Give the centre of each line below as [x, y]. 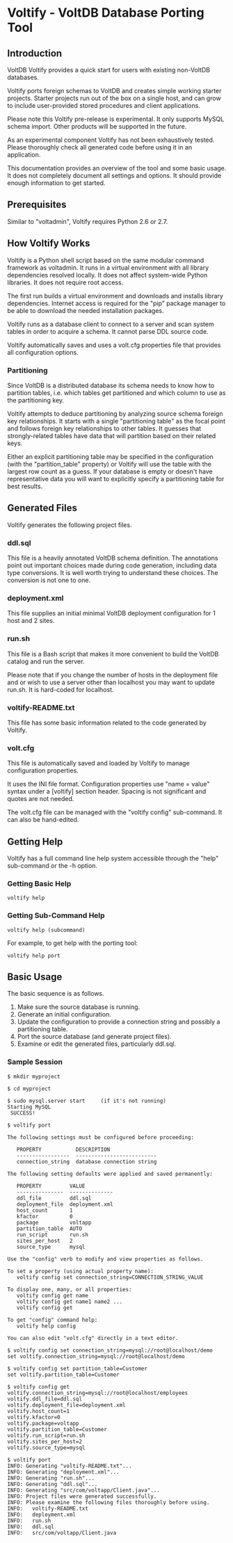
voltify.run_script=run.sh [46, 1435]
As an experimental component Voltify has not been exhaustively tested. [111, 140]
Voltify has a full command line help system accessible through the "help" [113, 858]
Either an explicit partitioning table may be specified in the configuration [110, 456]
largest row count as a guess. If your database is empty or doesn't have [110, 471]
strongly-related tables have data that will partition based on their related [112, 435]
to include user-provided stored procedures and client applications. [104, 105]
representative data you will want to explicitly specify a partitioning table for [116, 478]
